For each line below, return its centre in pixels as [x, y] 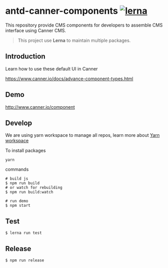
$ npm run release [25, 260]
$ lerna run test [24, 233]
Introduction [25, 56]
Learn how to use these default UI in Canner [52, 68]
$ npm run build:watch [29, 192]
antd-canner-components [62, 11]
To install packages [25, 151]
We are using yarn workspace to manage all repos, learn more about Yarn [82, 135]
